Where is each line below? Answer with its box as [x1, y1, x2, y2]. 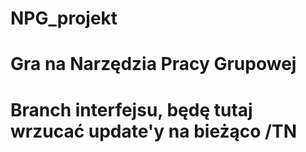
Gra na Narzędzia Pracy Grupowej [10, 53, 297, 76]
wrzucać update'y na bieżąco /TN [10, 120, 297, 142]
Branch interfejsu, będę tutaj [10, 98, 253, 121]
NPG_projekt [10, 7, 118, 30]
